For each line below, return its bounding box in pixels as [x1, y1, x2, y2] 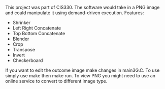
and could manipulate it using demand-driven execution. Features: [5, 10, 144, 16]
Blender [12, 36, 29, 42]
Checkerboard [12, 57, 43, 63]
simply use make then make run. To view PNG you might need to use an [5, 73, 156, 78]
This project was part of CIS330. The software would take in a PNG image [5, 5, 160, 10]
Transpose [12, 47, 36, 52]
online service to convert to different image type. [5, 78, 108, 84]
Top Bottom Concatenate [12, 31, 65, 36]
